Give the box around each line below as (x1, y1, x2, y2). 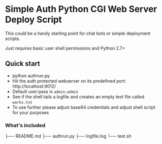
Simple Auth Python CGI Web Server (5, 3, 158, 15)
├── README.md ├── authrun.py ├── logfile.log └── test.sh (5, 133, 131, 139)
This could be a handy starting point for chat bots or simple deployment (5, 30, 151, 36)
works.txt (12, 100, 33, 105)
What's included (5, 122, 46, 129)
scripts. (5, 36, 21, 42)
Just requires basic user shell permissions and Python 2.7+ (5, 45, 126, 51)
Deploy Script (5, 14, 63, 25)
